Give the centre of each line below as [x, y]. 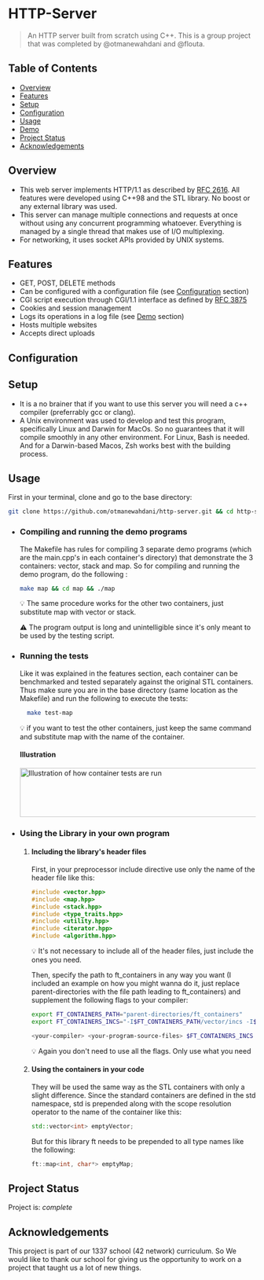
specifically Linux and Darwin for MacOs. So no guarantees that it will [132, 428]
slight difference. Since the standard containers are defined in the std [143, 1095]
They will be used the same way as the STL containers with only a [138, 1087]
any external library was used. [68, 206]
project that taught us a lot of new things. [75, 1268]
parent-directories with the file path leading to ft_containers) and [136, 992]
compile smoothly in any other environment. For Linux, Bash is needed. [134, 437]
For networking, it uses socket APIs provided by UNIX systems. [122, 240]
